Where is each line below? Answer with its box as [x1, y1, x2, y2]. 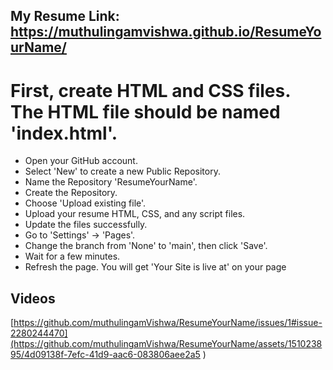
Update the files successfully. [24, 219, 148, 231]
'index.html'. [10, 122, 118, 144]
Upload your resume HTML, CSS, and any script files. [24, 208, 246, 220]
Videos [10, 290, 56, 307]
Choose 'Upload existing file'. [24, 197, 147, 209]
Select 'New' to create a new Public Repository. [24, 165, 221, 178]
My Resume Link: [10, 8, 120, 25]
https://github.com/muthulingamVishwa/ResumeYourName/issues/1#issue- [13, 317, 323, 329]
